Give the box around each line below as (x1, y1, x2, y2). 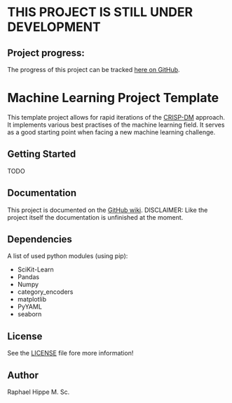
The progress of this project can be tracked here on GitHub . (7, 66, 180, 73)
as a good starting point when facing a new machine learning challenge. (7, 127, 216, 136)
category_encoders (17, 288, 74, 296)
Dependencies (7, 233, 72, 245)
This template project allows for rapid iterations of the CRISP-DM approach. (7, 113, 226, 121)
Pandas (17, 273, 40, 281)
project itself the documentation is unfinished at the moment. (7, 213, 184, 221)
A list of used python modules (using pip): (7, 252, 128, 260)
